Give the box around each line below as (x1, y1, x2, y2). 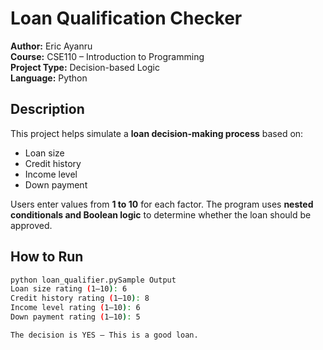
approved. (10, 219, 53, 231)
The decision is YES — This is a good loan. (10, 330, 199, 340)
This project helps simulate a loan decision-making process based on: (10, 127, 304, 139)
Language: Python (10, 72, 88, 84)
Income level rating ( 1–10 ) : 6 (10, 303, 141, 313)
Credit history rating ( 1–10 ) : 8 (10, 293, 150, 304)
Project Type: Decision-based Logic (10, 61, 160, 73)
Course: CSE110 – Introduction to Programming (10, 50, 205, 62)
